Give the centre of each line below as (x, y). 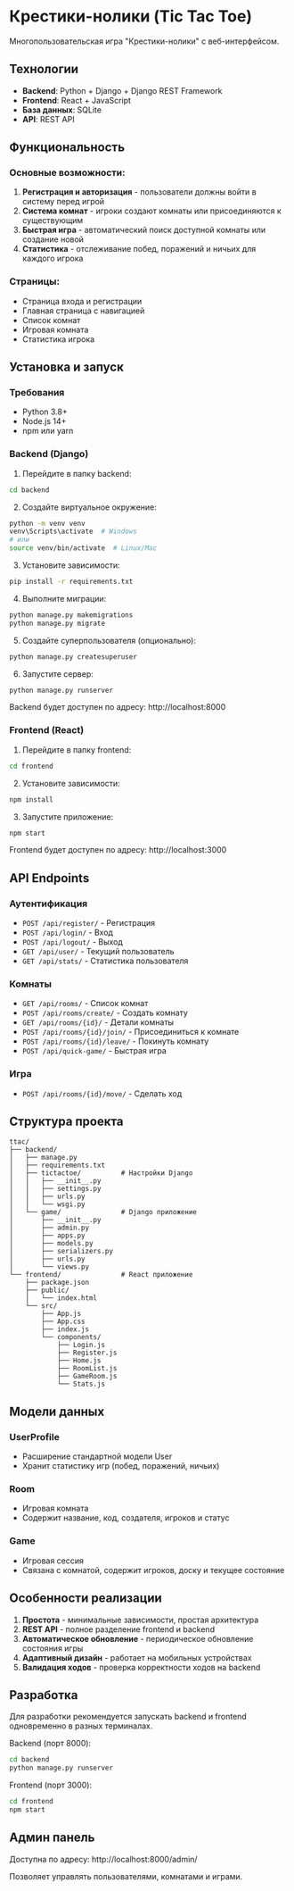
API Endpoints (49, 878)
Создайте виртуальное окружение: (90, 507)
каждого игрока (53, 258)
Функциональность (67, 148)
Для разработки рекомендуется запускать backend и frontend (128, 1717)
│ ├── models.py (51, 1244)
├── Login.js (81, 1345)
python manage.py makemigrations (71, 615)
